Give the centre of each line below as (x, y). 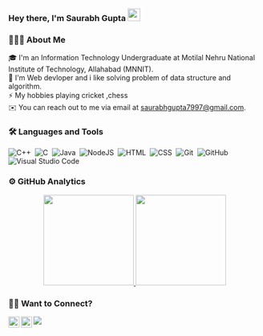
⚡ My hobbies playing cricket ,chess (68, 96)
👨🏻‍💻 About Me (37, 39)
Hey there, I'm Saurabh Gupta (67, 18)
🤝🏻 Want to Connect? (51, 303)
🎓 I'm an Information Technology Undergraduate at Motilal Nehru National (131, 58)
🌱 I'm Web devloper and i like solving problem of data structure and (119, 78)
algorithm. (25, 86)
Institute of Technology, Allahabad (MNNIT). (81, 69)
